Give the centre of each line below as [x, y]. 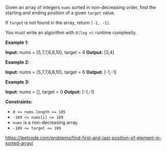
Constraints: [19, 102]
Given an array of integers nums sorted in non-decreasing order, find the [81, 7]
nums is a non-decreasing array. [46, 122]
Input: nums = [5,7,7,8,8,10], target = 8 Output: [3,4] [60, 52]
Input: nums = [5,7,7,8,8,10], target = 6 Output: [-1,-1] [61, 72]
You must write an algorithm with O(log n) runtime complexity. [71, 32]
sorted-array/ [19, 143]
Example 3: [17, 82]
